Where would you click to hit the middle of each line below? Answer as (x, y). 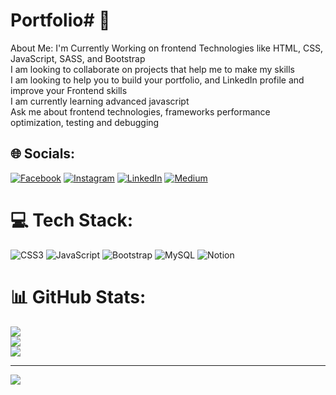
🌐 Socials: (43, 154)
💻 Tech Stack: (72, 220)
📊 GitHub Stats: (78, 296)
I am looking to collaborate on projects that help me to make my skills (152, 69)
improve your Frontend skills (69, 90)
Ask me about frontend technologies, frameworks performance (140, 111)
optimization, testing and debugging (85, 122)
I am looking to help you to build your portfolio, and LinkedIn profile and (157, 80)
